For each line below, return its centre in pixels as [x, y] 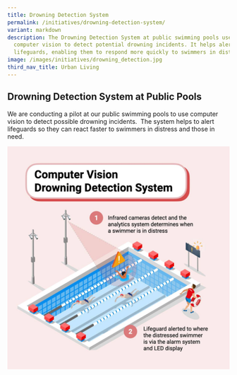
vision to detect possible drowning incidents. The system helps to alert [111, 121]
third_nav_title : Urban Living [53, 67]
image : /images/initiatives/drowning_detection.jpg [85, 60]
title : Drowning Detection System [58, 15]
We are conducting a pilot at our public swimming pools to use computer [113, 114]
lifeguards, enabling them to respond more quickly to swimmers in [115, 52]
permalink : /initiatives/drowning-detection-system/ [86, 22]
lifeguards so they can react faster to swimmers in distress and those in [111, 129]
